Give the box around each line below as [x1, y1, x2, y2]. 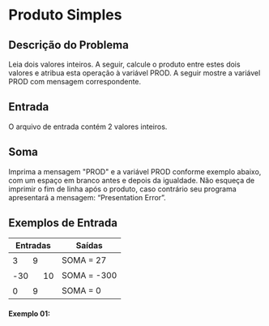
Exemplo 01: [8, 309, 51, 319]
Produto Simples [8, 6, 122, 24]
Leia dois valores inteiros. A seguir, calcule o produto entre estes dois [8, 59, 241, 69]
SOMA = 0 [62, 285, 101, 297]
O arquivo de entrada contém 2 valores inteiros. [8, 122, 168, 131]
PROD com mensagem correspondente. [8, 77, 142, 86]
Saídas [75, 240, 103, 251]
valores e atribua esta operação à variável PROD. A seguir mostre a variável [8, 68, 261, 78]
